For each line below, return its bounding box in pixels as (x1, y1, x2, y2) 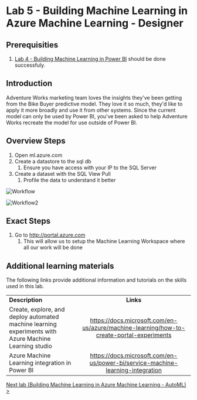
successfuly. (14, 61, 46, 69)
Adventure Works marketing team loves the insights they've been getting (6, 94, 182, 101)
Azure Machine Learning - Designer (6, 16, 184, 30)
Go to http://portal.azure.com (14, 231, 86, 238)
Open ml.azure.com (14, 151, 63, 159)
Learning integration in (9, 359, 72, 367)
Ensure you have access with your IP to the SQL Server (23, 164, 157, 171)
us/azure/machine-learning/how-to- (81, 324, 186, 332)
